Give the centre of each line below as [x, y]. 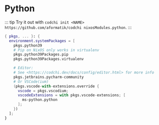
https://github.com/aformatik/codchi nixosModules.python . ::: [68, 27]
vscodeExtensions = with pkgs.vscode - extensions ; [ [71, 95]
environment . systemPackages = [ [42, 41]
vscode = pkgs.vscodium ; [43, 91]
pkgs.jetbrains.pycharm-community [49, 77]
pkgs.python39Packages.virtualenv [49, 59]
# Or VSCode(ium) [31, 81]
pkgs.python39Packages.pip [41, 54]
